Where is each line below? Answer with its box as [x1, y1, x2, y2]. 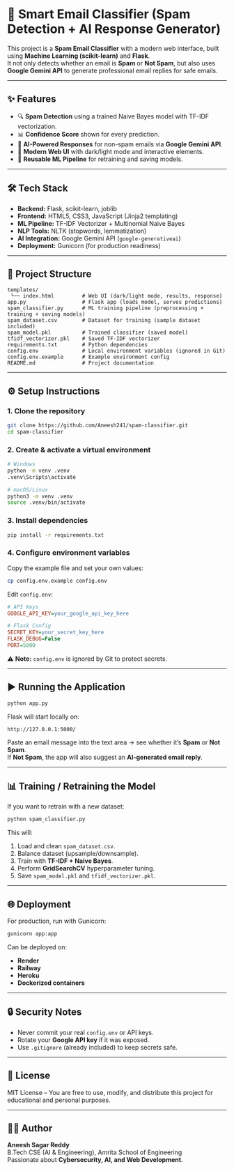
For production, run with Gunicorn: [7, 917, 107, 926]
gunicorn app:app [7, 931, 58, 937]
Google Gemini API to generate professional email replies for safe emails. [7, 66, 218, 75]
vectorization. [17, 122, 57, 130]
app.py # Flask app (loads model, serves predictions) [7, 299, 223, 306]
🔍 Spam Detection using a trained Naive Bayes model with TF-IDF [17, 112, 210, 121]
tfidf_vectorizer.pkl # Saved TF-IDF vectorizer [7, 335, 160, 342]
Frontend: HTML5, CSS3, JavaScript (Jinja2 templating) [17, 212, 178, 220]
